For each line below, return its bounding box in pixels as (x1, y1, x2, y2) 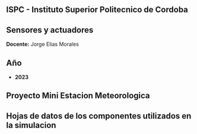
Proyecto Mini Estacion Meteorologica (6, 91, 150, 101)
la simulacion (6, 120, 56, 130)
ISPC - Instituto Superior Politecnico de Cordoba (6, 5, 189, 15)
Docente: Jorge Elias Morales (6, 41, 79, 48)
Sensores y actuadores (6, 25, 94, 35)
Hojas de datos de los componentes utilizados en (6, 111, 192, 121)
